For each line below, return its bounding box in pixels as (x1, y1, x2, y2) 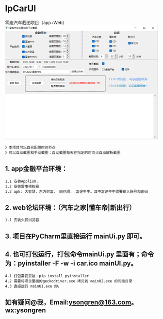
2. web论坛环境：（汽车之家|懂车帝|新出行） (5, 203, 136, 212)
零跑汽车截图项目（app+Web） (5, 19, 67, 25)
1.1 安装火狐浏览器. (5, 218, 42, 223)
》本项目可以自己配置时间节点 (5, 145, 56, 150)
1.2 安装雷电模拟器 (5, 184, 39, 189)
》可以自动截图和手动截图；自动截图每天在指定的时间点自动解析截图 (5, 150, 121, 155)
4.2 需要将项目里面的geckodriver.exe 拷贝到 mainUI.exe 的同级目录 (5, 279, 132, 283)
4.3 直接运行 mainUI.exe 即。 (5, 283, 62, 289)
